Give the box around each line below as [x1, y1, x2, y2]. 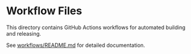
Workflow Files [6, 4, 82, 18]
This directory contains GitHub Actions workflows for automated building [6, 24, 186, 31]
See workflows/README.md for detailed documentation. [6, 42, 145, 49]
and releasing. [6, 30, 42, 37]
